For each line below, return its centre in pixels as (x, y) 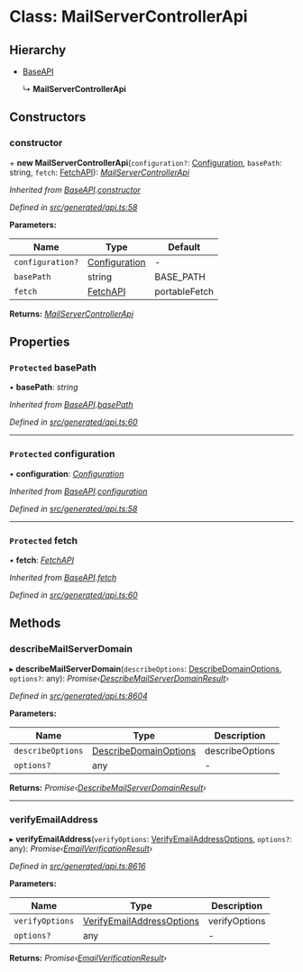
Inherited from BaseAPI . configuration (78, 491)
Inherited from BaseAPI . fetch (63, 577)
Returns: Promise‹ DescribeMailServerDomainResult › (108, 787)
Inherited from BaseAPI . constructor (75, 189)
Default (184, 247)
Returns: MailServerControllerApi (71, 314)
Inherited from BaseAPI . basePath (71, 405)
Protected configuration (62, 454)
